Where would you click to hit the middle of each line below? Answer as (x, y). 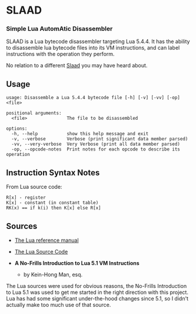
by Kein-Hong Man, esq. (53, 274)
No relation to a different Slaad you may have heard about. (77, 66)
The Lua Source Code (41, 251)
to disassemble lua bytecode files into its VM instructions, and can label (93, 48)
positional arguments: (34, 113)
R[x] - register (26, 198)
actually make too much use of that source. (59, 305)
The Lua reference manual (46, 240)
